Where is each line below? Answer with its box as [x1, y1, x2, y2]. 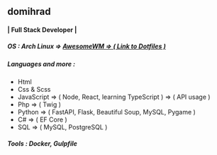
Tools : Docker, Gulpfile [7, 139, 78, 148]
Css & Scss [17, 85, 51, 94]
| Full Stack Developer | [7, 25, 77, 34]
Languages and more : [7, 60, 76, 68]
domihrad [7, 6, 51, 18]
